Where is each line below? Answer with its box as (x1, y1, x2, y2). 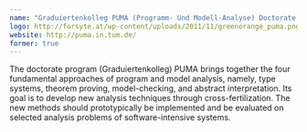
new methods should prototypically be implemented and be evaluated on (9, 102, 285, 114)
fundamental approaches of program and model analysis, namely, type (9, 74, 276, 85)
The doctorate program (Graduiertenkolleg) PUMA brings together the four (9, 64, 291, 75)
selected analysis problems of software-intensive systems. (9, 112, 231, 123)
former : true (9, 38, 59, 48)
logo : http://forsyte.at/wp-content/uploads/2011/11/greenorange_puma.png (9, 22, 301, 31)
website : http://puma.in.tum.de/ (9, 30, 137, 39)
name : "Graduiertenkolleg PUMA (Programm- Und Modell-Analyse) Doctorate (9, 13, 297, 23)
